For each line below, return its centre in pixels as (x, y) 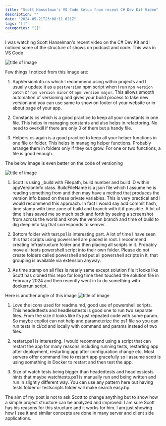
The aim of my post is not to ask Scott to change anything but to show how (82, 397)
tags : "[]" (16, 24)
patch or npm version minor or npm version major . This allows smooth (83, 92)
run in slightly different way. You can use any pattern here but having (83, 382)
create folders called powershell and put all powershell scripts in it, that (85, 255)
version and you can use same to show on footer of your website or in (84, 103)
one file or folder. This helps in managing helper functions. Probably (82, 143)
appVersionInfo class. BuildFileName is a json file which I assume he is (84, 188)
